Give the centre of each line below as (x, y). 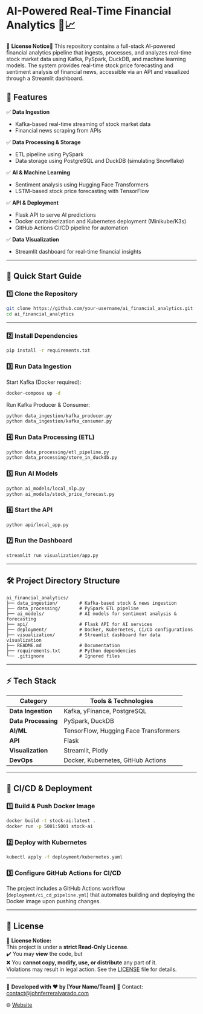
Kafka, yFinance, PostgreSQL (105, 711)
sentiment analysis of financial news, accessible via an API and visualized (98, 71)
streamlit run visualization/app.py (52, 555)
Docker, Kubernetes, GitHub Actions (115, 760)
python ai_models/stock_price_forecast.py (60, 494)
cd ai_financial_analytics (40, 314)
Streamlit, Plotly (86, 751)
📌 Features (27, 97)
